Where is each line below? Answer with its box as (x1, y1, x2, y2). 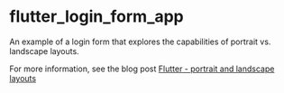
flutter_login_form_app (9, 6, 185, 27)
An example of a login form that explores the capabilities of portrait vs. (9, 36, 271, 47)
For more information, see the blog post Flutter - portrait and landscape (9, 63, 275, 74)
